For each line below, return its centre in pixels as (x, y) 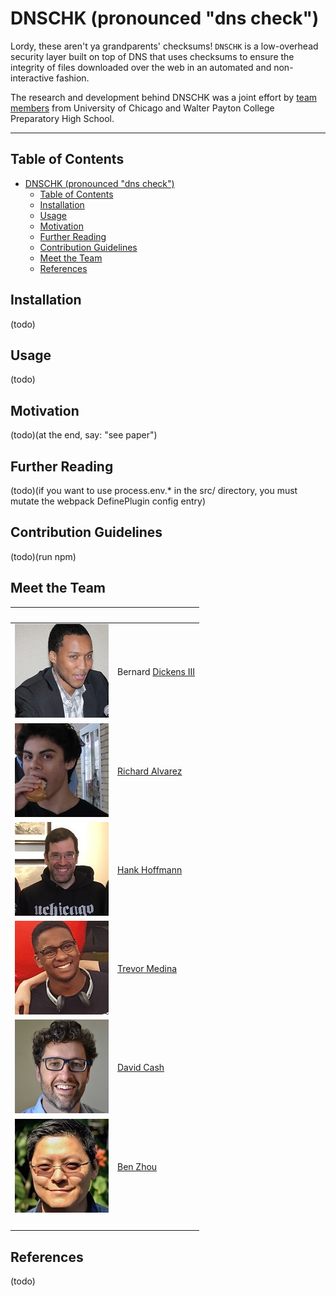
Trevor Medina (147, 969)
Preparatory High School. (62, 118)
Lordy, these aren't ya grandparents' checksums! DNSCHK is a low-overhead (164, 46)
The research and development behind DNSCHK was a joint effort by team (164, 97)
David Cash (141, 1068)
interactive (32, 78)
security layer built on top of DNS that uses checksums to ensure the (152, 56)
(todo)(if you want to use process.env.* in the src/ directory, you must (154, 490)
